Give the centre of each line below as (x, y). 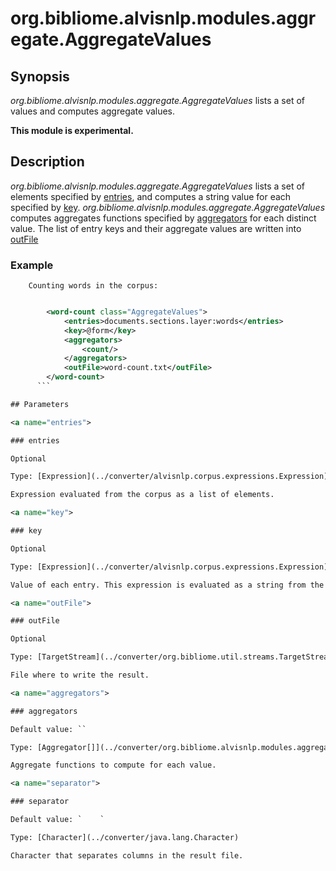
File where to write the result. (80, 675)
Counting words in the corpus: (93, 286)
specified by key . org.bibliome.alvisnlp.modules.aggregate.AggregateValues (168, 207)
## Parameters (40, 404)
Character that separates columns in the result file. (127, 855)
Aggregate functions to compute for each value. (113, 765)
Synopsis (40, 76)
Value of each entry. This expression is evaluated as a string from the (167, 585)
